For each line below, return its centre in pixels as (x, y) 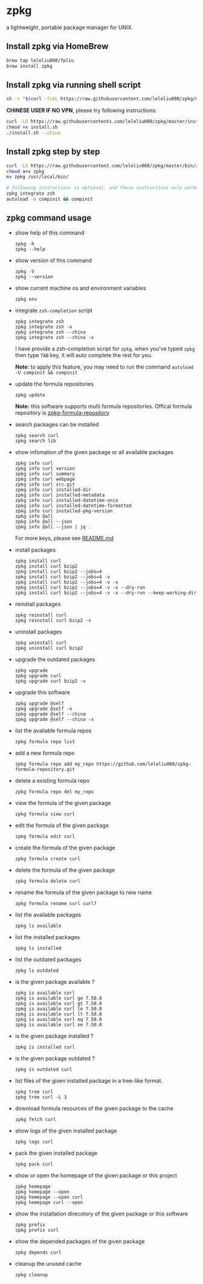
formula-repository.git (45, 769)
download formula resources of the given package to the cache (94, 1108)
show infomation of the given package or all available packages (94, 452)
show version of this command (53, 260)
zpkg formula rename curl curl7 (56, 903)
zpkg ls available (38, 926)
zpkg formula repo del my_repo (54, 792)
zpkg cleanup (31, 1275)
